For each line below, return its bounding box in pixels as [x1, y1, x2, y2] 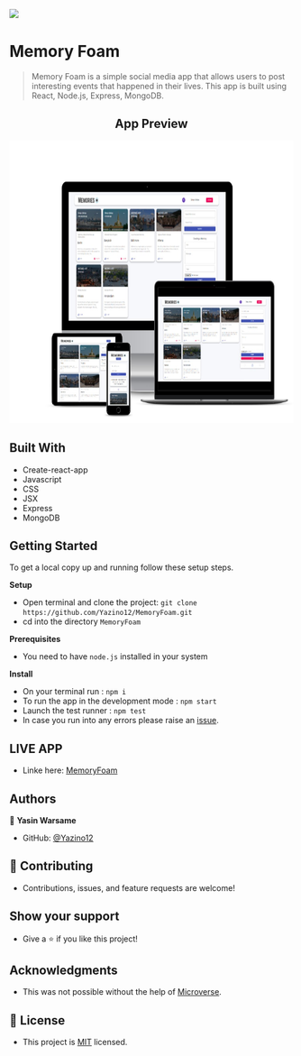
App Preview [114, 116, 188, 132]
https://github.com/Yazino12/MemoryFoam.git [22, 609, 193, 618]
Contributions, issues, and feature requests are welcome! [22, 882, 236, 893]
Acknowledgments [9, 963, 119, 978]
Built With [9, 440, 66, 455]
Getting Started [9, 537, 98, 554]
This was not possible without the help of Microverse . [22, 987, 223, 997]
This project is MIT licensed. [22, 1037, 128, 1048]
